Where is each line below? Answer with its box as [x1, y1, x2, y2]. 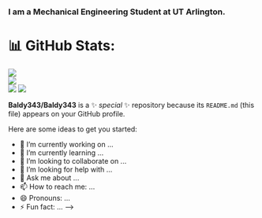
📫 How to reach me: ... [19, 182, 95, 191]
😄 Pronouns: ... [19, 193, 71, 202]
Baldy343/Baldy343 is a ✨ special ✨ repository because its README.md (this [8, 100, 255, 109]
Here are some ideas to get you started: [8, 124, 138, 134]
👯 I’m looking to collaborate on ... [19, 156, 127, 165]
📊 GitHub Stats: [8, 37, 116, 55]
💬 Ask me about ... [19, 172, 80, 183]
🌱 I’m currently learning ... [19, 148, 104, 157]
